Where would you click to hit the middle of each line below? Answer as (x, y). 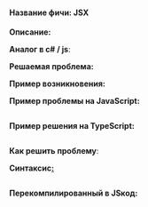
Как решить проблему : (54, 151)
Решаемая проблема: (52, 67)
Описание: (30, 32)
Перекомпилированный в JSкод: (74, 193)
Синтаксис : (32, 168)
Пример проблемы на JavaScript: (74, 101)
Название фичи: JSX (49, 12)
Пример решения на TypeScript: (72, 126)
